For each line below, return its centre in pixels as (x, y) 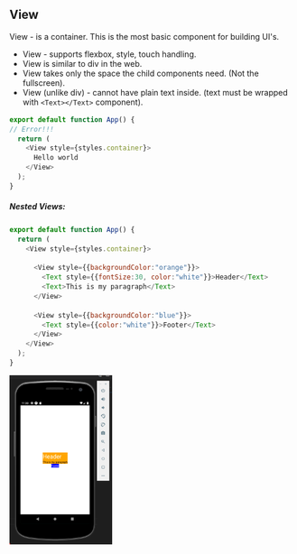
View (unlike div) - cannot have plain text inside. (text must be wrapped (155, 92)
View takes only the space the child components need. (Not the (140, 73)
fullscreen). (44, 83)
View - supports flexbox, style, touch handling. (109, 54)
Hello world (56, 158)
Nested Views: (37, 207)
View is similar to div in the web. (82, 63)
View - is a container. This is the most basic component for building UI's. (144, 36)
